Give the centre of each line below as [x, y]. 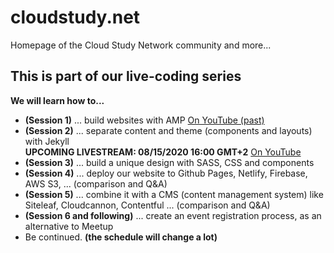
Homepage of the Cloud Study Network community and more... [141, 45]
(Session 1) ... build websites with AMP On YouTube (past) [144, 120]
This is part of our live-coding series [126, 76]
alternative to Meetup [69, 226]
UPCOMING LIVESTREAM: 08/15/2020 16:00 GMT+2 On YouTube [163, 152]
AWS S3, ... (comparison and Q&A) [96, 183]
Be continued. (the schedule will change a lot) [121, 237]
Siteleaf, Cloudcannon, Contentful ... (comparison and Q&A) [147, 205]
